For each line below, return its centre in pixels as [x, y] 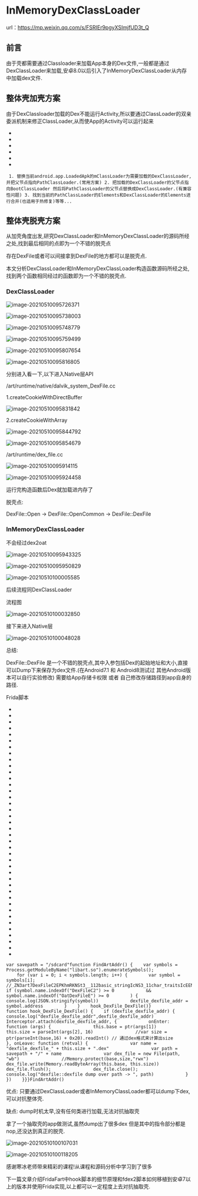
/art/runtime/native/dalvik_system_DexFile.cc [61, 386]
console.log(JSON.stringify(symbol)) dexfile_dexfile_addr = [97, 1001]
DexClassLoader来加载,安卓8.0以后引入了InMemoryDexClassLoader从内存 [97, 70]
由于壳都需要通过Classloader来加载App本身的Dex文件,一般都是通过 [88, 63]
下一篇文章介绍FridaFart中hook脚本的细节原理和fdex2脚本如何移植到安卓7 [96, 1179]
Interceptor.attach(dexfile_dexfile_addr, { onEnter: [88, 1021]
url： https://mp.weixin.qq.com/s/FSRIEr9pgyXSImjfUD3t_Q [77, 27]
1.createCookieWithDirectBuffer [44, 397]
